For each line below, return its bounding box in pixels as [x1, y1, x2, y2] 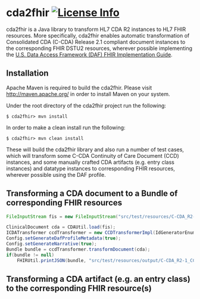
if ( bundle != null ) [6, 252, 55, 258]
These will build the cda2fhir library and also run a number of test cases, [6, 146, 185, 153]
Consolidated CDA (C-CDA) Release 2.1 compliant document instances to [6, 38, 186, 45]
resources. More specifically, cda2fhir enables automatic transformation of [6, 32, 190, 39]
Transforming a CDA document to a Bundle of [6, 188, 178, 199]
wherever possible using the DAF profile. [6, 171, 106, 178]
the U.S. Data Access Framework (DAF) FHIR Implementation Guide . [6, 51, 173, 58]
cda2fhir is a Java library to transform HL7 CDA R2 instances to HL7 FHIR [6, 26, 186, 33]
